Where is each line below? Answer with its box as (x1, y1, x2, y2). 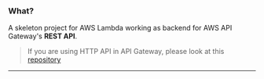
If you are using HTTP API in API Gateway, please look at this (27, 47, 225, 56)
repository (27, 55, 61, 64)
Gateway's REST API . (8, 31, 78, 41)
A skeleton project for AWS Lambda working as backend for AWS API (8, 23, 233, 33)
